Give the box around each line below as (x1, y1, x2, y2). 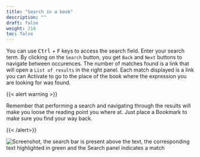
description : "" (6, 14, 47, 20)
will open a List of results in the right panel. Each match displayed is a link (6, 66, 194, 73)
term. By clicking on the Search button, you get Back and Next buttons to (6, 54, 182, 61)
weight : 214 (6, 25, 36, 32)
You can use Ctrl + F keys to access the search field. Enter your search (6, 47, 185, 54)
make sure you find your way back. (6, 115, 93, 122)
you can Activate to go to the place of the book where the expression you (6, 73, 187, 80)
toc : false (6, 31, 33, 37)
